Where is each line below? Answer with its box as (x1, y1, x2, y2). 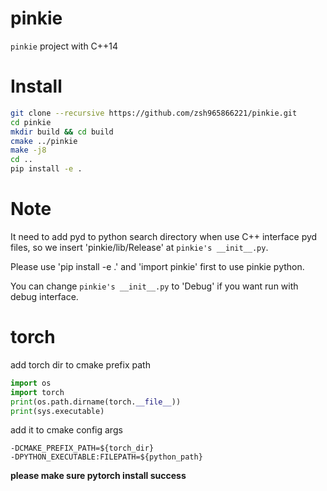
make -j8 (10, 145, 47, 156)
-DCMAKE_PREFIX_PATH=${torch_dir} (10, 443, 155, 454)
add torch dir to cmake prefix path (10, 358, 151, 371)
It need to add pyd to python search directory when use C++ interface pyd (10, 230, 318, 242)
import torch (10, 387, 65, 397)
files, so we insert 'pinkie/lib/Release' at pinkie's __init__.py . (10, 241, 269, 253)
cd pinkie (10, 117, 52, 127)
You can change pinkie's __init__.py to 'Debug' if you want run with (10, 280, 299, 292)
